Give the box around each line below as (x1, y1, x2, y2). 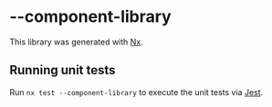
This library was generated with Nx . (9, 36, 143, 47)
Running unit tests (9, 63, 116, 78)
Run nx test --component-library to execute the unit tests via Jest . (9, 86, 264, 97)
